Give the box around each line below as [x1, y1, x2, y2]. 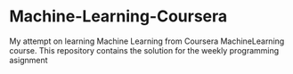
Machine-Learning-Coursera [9, 6, 228, 27]
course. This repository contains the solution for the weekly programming [9, 45, 280, 55]
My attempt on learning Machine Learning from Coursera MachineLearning [9, 36, 285, 46]
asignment [9, 54, 48, 65]
